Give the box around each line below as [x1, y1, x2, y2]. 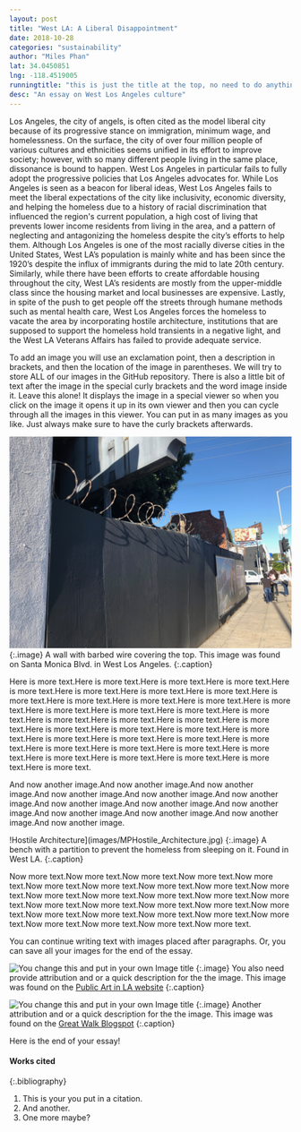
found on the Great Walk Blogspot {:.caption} [9, 1017, 176, 1029]
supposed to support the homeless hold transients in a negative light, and [9, 325, 280, 336]
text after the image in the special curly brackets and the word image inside [9, 381, 288, 391]
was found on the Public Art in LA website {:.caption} [9, 982, 205, 992]
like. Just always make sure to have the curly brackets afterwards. [9, 418, 254, 429]
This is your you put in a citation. [21, 1093, 143, 1103]
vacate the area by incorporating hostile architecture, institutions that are [9, 315, 279, 326]
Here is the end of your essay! [9, 1035, 121, 1046]
